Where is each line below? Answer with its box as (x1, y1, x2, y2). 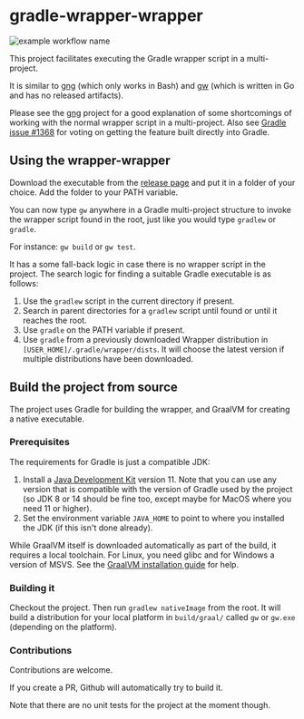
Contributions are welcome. (9, 665, 113, 675)
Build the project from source (9, 380, 179, 395)
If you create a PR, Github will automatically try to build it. (9, 682, 224, 694)
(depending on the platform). (9, 622, 118, 633)
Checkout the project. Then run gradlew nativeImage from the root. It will (9, 602, 281, 613)
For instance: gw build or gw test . (9, 241, 136, 252)
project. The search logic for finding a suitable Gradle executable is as (9, 268, 272, 279)
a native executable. (9, 413, 84, 424)
